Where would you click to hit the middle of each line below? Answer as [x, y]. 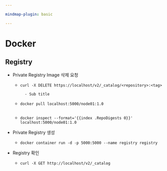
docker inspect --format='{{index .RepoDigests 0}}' [76, 118]
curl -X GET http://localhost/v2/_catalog [65, 163]
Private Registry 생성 [34, 132]
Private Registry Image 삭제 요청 [45, 75]
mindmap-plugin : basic [29, 14]
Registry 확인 [26, 153]
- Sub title [37, 94]
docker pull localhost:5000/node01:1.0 [62, 104]
